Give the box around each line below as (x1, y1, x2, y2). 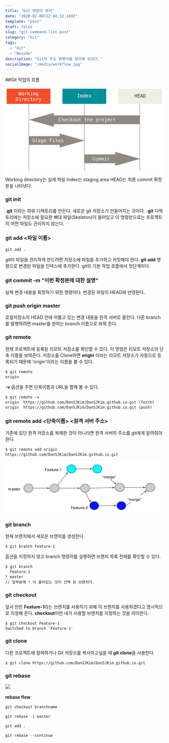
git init (5, 196, 21, 203)
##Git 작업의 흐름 (5, 77, 40, 83)
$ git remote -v (5, 394, 39, 400)
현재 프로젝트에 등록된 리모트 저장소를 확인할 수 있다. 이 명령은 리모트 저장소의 (5, 346, 159, 352)
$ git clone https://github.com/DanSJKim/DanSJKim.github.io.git (5, 660, 145, 665)
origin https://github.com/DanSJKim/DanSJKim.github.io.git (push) (5, 404, 152, 410)
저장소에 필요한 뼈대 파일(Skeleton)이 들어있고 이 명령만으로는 (22, 214, 145, 220)
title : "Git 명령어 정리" (5, 8, 54, 13)
